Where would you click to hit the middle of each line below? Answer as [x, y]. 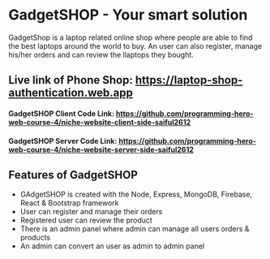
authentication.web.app [71, 93]
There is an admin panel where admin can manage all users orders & [135, 229]
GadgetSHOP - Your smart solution [128, 15]
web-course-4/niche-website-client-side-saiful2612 [100, 122]
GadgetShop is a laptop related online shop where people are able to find [131, 37]
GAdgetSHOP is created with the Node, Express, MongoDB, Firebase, [136, 194]
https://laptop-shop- [189, 80]
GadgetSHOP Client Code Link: [62, 113]
